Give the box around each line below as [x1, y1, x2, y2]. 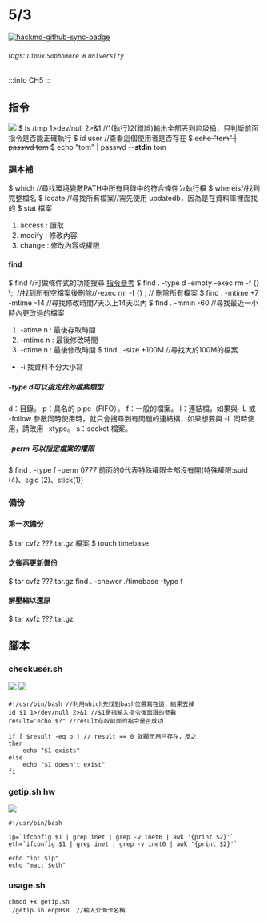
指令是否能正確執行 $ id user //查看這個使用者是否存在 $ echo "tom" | [8, 133, 238, 143]
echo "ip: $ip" [8, 854, 59, 862]
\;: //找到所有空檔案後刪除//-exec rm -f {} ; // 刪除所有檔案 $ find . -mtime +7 [8, 288, 259, 298]
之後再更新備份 [8, 558, 58, 568]
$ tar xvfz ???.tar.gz [8, 614, 74, 623]
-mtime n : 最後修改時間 [19, 335, 98, 345]
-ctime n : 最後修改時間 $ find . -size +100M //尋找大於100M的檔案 [19, 345, 238, 355]
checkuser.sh [8, 663, 63, 674]
